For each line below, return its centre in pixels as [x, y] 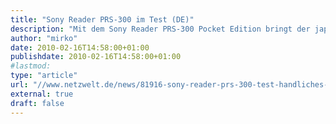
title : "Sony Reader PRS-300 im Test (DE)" [102, 19]
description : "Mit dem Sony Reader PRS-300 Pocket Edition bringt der [160, 29]
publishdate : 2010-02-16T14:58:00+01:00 [96, 57]
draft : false [37, 103]
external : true [42, 94]
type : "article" [44, 76]
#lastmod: [31, 66]
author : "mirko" [44, 38]
